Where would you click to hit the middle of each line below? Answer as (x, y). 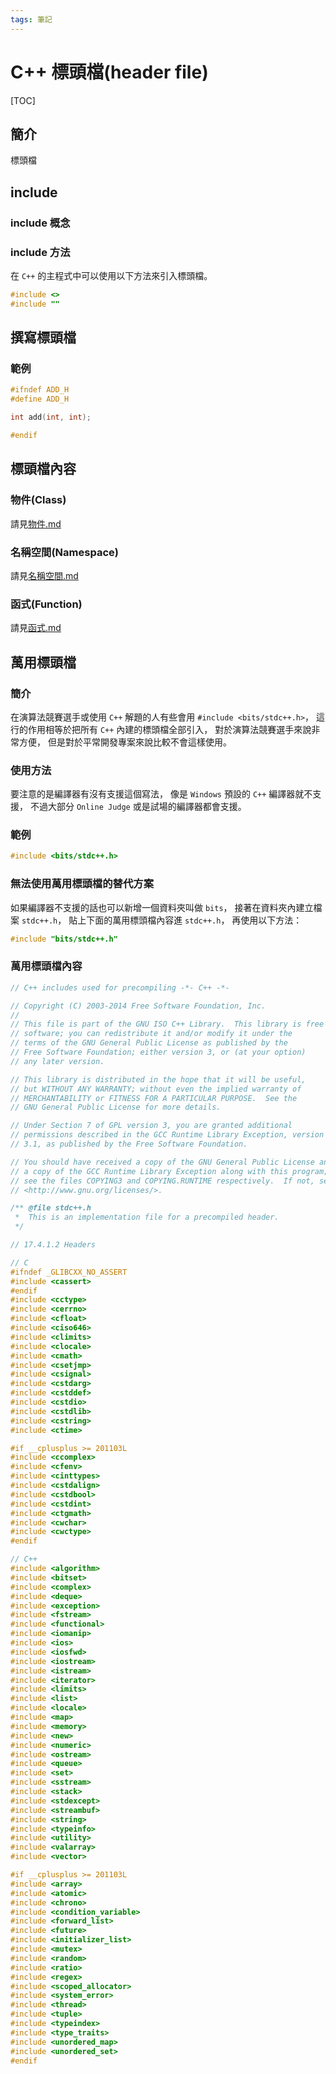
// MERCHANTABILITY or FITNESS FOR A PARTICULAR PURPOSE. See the (154, 1098)
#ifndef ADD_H (40, 390)
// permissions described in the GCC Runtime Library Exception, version (167, 1135)
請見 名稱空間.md (44, 575)
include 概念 (40, 223)
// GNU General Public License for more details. (116, 1107)
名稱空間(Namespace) (64, 552)
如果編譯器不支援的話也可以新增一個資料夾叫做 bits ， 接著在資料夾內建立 (162, 907)
